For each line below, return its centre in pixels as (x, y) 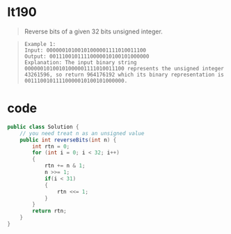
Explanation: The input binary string (80, 62)
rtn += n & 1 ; (65, 166)
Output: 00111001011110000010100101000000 (87, 56)
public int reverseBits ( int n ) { (68, 140)
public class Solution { (43, 127)
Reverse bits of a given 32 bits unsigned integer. (94, 31)
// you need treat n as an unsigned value (82, 133)
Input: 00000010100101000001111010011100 (85, 50)
